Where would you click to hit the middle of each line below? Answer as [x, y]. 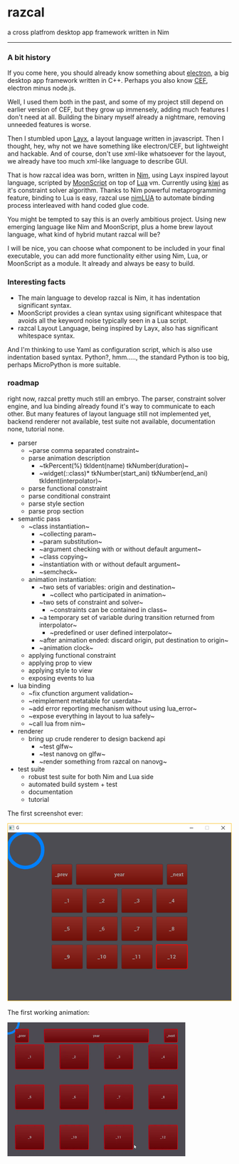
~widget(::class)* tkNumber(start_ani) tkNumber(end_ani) [123, 473]
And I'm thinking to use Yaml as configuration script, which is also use [110, 349]
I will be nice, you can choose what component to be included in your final [116, 249]
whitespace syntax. [46, 336]
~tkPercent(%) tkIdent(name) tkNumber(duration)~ [114, 466]
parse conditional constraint [69, 496]
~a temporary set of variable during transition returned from [127, 617]
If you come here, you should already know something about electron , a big [118, 73]
